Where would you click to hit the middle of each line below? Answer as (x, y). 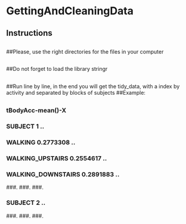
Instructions (29, 33)
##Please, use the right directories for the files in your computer (85, 51)
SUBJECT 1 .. (25, 126)
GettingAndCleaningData (70, 11)
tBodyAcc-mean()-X (36, 110)
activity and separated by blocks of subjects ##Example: (76, 92)
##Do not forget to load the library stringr (57, 69)
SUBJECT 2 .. (26, 203)
